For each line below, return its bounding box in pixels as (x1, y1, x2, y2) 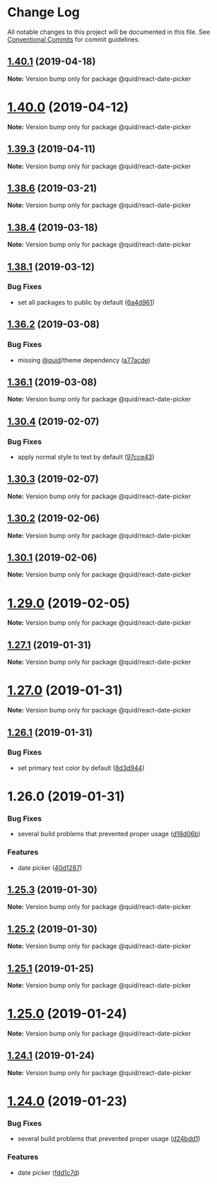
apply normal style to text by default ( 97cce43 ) (17, 453, 155, 461)
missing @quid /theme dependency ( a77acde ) (17, 356, 151, 364)
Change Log (7, 4, 80, 20)
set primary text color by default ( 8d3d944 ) (17, 763, 145, 772)
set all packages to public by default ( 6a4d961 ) (17, 298, 156, 306)
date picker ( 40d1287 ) (17, 863, 83, 872)
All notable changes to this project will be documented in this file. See (7, 28, 211, 36)
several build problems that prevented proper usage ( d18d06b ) (17, 830, 201, 838)
